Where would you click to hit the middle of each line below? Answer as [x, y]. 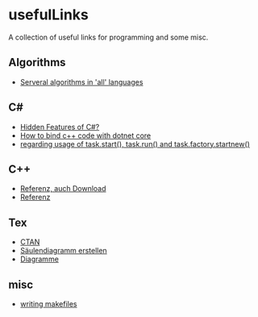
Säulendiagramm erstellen [63, 251]
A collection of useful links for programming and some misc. [108, 37]
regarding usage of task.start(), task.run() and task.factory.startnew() [135, 144]
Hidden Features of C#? [60, 127]
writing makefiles [48, 304]
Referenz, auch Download [63, 189]
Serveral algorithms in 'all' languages [81, 81]
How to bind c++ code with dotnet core [85, 136]
